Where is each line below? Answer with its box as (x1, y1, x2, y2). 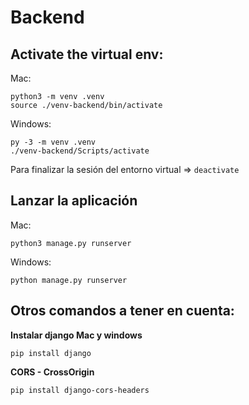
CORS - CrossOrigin (10, 366, 95, 378)
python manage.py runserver (10, 275, 128, 285)
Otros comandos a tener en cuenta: (10, 302, 235, 320)
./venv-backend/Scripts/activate (10, 146, 150, 156)
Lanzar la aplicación (10, 192, 138, 210)
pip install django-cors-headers (10, 385, 150, 395)
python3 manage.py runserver (10, 238, 132, 248)
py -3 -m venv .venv (10, 137, 97, 147)
